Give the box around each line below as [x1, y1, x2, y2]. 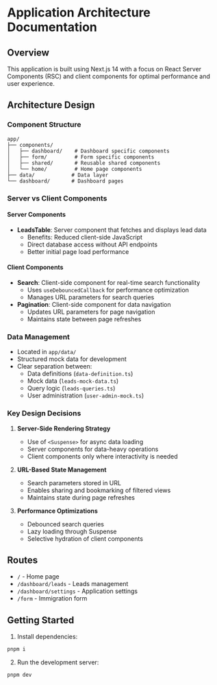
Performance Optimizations [16, 507, 98, 515]
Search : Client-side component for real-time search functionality [16, 279, 201, 287]
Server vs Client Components [7, 194, 107, 203]
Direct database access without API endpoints [27, 240, 158, 248]
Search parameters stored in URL [27, 478, 122, 487]
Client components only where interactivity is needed [27, 452, 178, 461]
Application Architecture [7, 5, 151, 21]
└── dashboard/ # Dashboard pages [7, 177, 125, 185]
